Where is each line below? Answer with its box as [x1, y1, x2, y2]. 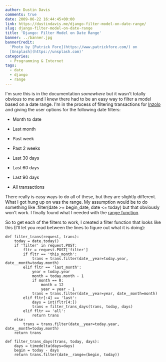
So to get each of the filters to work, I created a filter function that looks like [5, 219, 161, 225]
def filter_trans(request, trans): [5, 234, 79, 239]
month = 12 [40, 282, 64, 287]
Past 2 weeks [12, 145, 40, 151]
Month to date [12, 116, 41, 122]
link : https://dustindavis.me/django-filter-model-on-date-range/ [5, 21, 146, 26]
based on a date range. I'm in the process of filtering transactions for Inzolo [5, 101, 161, 107]
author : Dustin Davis [5, 7, 50, 12]
